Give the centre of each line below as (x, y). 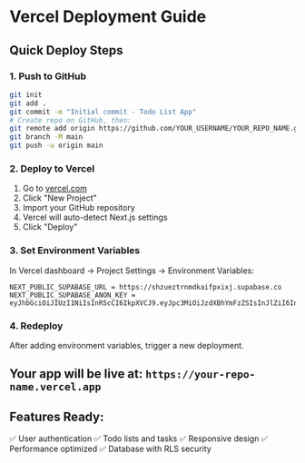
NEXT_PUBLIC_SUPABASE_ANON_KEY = (73, 295)
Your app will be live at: (76, 374)
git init (26, 94)
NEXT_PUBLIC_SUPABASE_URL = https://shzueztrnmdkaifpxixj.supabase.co (146, 287)
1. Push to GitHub (48, 76)
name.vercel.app (55, 387)
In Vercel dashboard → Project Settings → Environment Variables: (132, 271)
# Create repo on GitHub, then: (70, 120)
